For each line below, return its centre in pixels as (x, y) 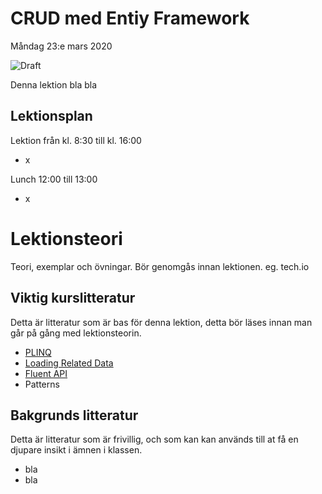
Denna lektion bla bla (54, 84)
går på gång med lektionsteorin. (76, 333)
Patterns (42, 384)
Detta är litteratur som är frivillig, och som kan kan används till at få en (154, 439)
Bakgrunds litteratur (74, 415)
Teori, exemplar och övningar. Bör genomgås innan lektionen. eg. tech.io (160, 266)
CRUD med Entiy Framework (130, 18)
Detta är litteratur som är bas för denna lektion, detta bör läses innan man (161, 322)
